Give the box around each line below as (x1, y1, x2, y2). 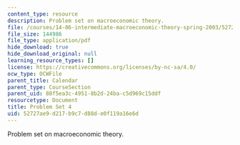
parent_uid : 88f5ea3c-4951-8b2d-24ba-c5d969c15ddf (7, 90, 161, 97)
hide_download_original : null (7, 51, 98, 58)
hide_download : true (7, 44, 69, 51)
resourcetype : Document (7, 97, 79, 104)
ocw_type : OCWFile (7, 70, 62, 77)
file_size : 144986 (7, 30, 62, 38)
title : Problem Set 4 (7, 104, 72, 111)
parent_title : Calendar (7, 76, 79, 84)
